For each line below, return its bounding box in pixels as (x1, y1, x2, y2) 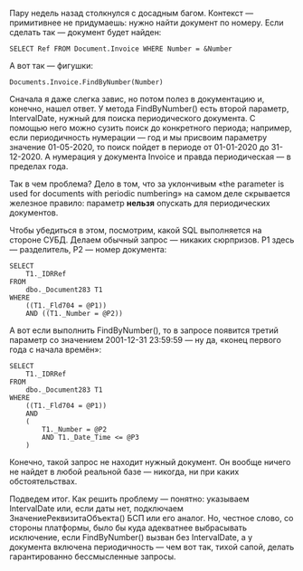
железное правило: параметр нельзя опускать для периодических (9, 198, 270, 208)
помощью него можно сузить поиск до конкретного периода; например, (9, 122, 292, 133)
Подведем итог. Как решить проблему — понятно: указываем (9, 493, 250, 504)
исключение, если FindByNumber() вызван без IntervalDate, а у (9, 532, 253, 542)
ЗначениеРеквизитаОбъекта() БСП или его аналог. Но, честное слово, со (9, 513, 294, 523)
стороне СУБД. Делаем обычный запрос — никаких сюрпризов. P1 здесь (9, 234, 295, 245)
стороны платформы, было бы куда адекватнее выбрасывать (9, 522, 247, 533)
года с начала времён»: (9, 344, 102, 355)
